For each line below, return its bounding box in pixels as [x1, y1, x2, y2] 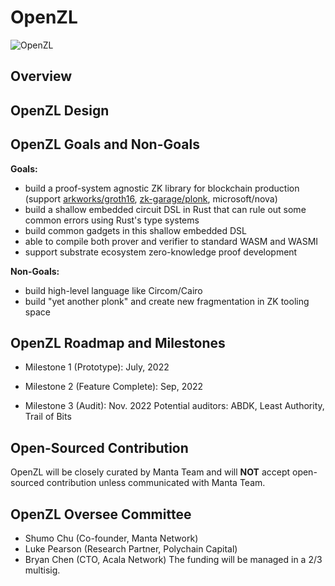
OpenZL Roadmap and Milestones [10, 334, 226, 351]
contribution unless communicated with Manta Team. [46, 477, 266, 489]
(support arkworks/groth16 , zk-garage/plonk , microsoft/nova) [24, 192, 278, 205]
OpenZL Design [10, 102, 110, 119]
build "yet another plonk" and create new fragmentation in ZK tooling [24, 295, 310, 307]
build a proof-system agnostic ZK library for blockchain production [24, 182, 300, 194]
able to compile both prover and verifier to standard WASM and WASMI [24, 235, 319, 247]
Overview [10, 68, 73, 85]
